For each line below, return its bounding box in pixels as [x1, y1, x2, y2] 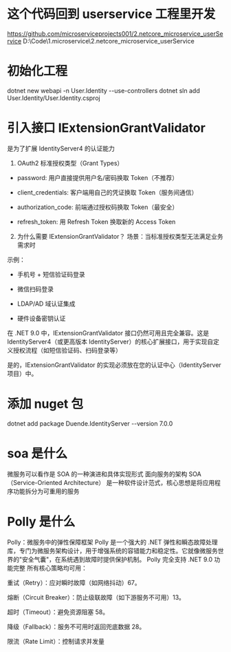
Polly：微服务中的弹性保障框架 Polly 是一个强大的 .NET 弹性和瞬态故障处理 [7, 537, 218, 546]
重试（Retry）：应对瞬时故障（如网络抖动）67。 [7, 578, 141, 586]
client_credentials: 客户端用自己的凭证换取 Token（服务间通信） [16, 188, 198, 197]
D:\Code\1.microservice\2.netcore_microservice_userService [23, 37, 195, 45]
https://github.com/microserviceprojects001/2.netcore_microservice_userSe [7, 29, 223, 38]
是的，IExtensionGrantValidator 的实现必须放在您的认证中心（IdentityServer [7, 360, 221, 369]
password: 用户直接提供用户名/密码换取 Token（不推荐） [16, 173, 179, 181]
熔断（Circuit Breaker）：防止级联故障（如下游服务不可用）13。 [7, 593, 186, 601]
